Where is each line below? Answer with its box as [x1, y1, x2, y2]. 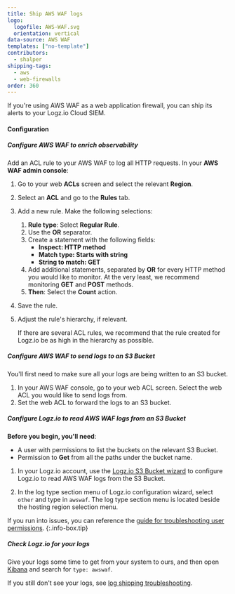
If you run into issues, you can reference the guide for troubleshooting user [7, 516, 224, 524]
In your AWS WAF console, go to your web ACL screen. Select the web [17, 383, 222, 392]
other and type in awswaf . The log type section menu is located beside [17, 495, 220, 503]
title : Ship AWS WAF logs [7, 10, 83, 18]
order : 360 [7, 82, 39, 89]
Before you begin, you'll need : [7, 432, 97, 440]
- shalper [13, 56, 42, 63]
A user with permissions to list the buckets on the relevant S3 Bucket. [17, 445, 219, 454]
